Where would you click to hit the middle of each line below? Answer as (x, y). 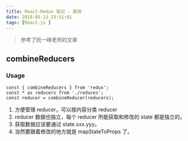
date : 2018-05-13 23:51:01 (39, 17)
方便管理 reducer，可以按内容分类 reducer (66, 110)
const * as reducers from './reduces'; (55, 93)
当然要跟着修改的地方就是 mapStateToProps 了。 (74, 132)
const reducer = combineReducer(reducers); (60, 98)
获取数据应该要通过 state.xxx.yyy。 (57, 125)
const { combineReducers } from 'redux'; (58, 88)
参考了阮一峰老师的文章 (49, 40)
